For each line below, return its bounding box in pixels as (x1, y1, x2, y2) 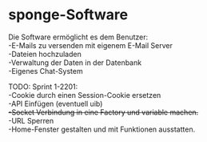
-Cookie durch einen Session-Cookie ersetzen (8, 90, 161, 99)
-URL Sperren (8, 116, 54, 125)
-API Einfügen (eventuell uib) (8, 99, 103, 108)
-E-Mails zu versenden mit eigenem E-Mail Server (8, 40, 173, 50)
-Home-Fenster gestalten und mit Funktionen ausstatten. (8, 124, 196, 134)
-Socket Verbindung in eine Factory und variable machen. (8, 107, 199, 117)
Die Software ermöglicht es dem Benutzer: (8, 32, 149, 42)
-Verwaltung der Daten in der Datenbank (8, 58, 142, 67)
